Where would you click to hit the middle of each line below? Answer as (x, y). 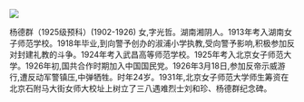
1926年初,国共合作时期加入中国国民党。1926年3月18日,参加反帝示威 (152, 66)
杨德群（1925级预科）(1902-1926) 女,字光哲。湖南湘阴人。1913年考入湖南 (147, 32)
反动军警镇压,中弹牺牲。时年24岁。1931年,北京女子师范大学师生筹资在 (158, 77)
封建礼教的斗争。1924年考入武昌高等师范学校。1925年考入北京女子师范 (150, 55)
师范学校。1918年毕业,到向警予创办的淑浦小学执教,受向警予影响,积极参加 (152, 43)
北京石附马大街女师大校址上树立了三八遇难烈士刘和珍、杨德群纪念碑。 (141, 88)
